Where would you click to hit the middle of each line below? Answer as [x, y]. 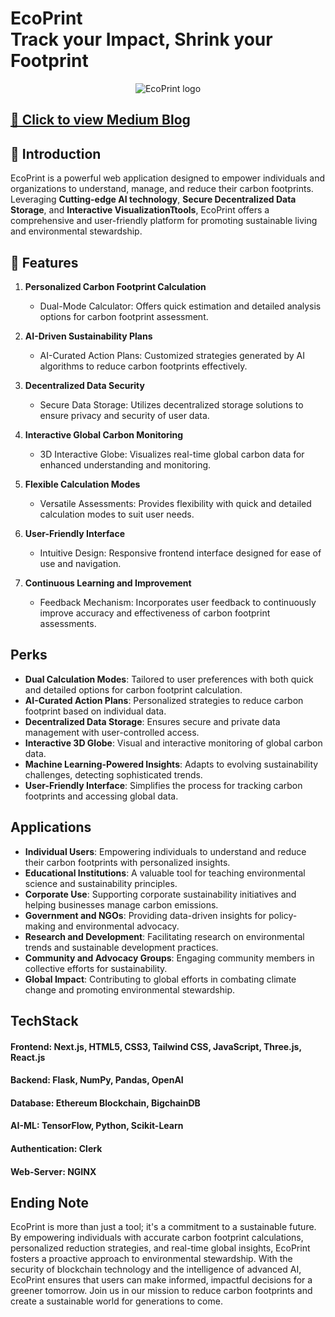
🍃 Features [44, 262]
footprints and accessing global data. [101, 796]
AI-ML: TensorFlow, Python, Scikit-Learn [97, 1126]
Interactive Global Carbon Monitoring [104, 434]
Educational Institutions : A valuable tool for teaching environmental [165, 873]
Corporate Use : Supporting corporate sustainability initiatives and [160, 894]
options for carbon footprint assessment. [124, 316]
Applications [51, 827]
